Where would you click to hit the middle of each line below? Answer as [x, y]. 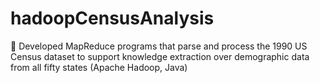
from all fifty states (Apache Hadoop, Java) [99, 67]
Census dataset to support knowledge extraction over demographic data [160, 56]
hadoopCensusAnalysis [112, 18]
